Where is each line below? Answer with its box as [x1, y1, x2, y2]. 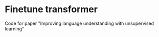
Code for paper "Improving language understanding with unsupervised [5, 20, 154, 26]
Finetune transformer [5, 4, 98, 15]
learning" [5, 25, 25, 31]
